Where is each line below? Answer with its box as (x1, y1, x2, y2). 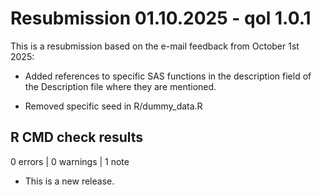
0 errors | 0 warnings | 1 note (10, 155, 130, 167)
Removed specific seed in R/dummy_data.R (24, 100, 203, 112)
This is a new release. (24, 175, 115, 187)
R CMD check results (10, 129, 144, 146)
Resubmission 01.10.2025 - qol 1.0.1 (10, 7, 312, 30)
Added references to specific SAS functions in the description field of (24, 70, 312, 82)
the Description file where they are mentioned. (24, 80, 217, 92)
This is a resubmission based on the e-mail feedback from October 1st (10, 40, 300, 52)
